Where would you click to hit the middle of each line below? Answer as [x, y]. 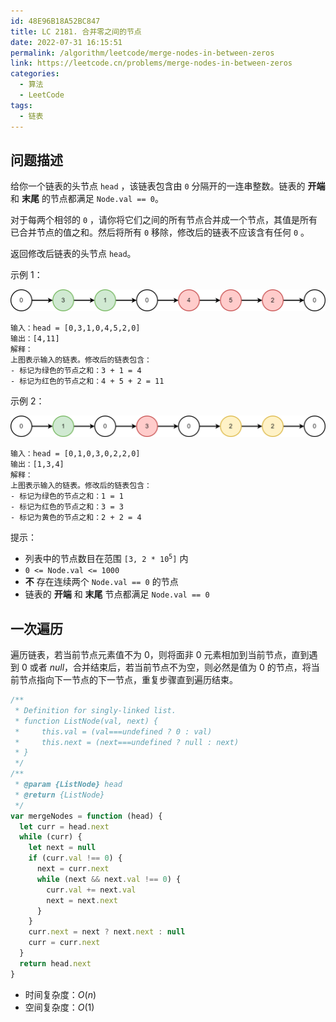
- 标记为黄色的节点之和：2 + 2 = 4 [76, 518]
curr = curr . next [64, 943]
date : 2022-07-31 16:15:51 [66, 42]
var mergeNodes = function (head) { [86, 816]
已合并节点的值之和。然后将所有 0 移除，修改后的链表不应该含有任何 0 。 [160, 232]
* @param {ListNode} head [68, 785]
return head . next [55, 963]
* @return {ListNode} [59, 795]
